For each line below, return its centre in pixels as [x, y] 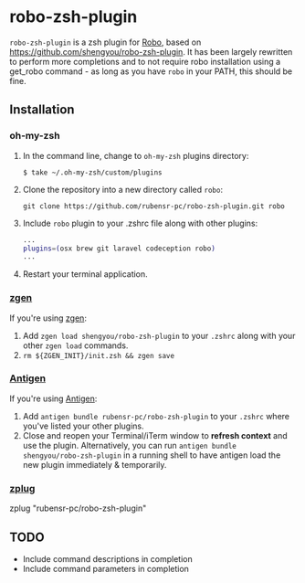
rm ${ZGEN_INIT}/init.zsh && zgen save [99, 355]
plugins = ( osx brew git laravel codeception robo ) [119, 249]
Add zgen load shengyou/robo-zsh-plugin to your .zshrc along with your [159, 335]
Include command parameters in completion [106, 568]
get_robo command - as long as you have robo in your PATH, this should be [151, 71]
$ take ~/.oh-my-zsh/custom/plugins [92, 172]
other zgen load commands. [75, 345]
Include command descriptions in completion [108, 558]
